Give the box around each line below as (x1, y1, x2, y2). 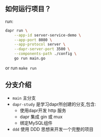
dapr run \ (5, 28, 28, 33)
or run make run (5, 64, 37, 71)
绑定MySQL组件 (19, 119, 53, 126)
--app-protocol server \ (14, 42, 66, 47)
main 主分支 (12, 94, 36, 101)
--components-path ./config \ (14, 51, 77, 56)
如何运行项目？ (5, 4, 51, 13)
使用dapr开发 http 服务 (19, 107, 66, 113)
